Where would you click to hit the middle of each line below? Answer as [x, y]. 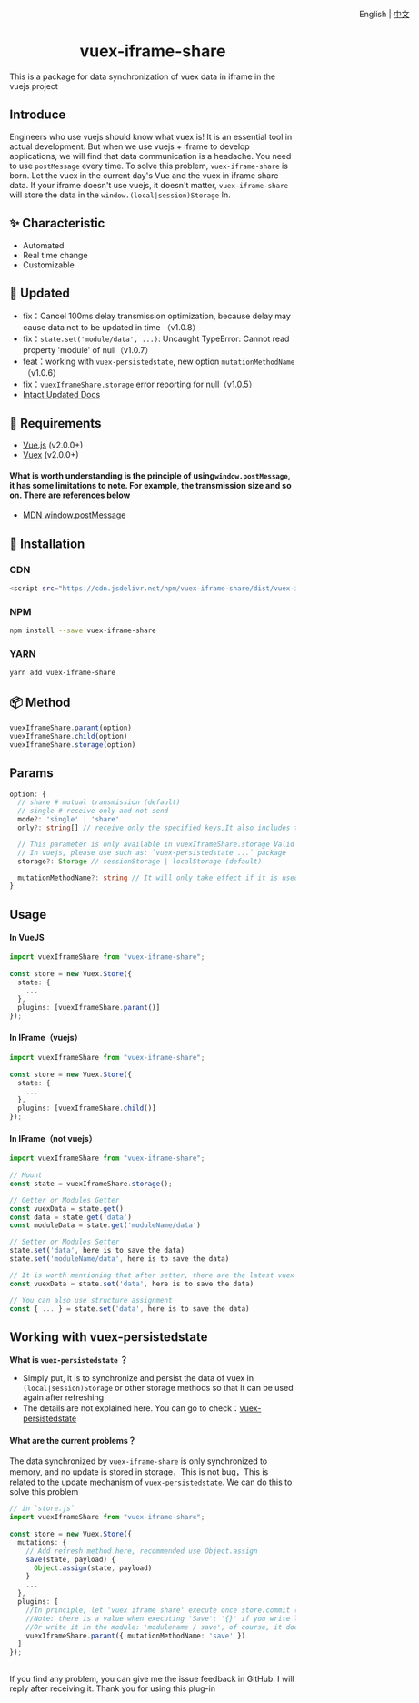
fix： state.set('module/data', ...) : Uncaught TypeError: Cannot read [156, 339]
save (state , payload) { [71, 1559]
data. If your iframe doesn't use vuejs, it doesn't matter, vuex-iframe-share [149, 185]
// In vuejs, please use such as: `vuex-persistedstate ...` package [152, 852]
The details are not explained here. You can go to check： [131, 1408]
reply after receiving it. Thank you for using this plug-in [113, 1688]
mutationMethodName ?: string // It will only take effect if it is [148, 878]
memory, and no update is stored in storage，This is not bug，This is [139, 1472]
